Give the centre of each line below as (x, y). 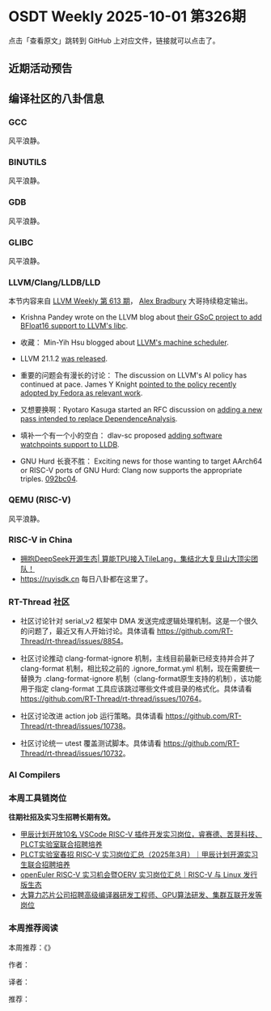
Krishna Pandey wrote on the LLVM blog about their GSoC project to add (141, 317)
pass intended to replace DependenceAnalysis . (99, 419)
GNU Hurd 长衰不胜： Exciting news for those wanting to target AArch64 (141, 461)
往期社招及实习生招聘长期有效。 (61, 817)
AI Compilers (34, 775)
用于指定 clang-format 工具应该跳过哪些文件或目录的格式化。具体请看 (136, 689)
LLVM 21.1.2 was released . (64, 359)
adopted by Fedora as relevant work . (81, 393)
